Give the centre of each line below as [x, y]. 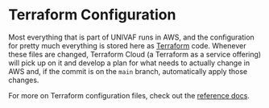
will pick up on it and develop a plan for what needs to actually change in [129, 63]
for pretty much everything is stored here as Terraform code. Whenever [127, 45]
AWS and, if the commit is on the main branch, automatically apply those [128, 71]
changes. [24, 80]
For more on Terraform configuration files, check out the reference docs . [129, 95]
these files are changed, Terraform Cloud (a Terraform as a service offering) [135, 54]
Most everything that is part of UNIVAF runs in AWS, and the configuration [132, 37]
